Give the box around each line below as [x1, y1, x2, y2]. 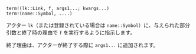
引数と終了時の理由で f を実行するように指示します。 [6, 29, 136, 36]
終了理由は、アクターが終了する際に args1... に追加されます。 [6, 42, 159, 48]
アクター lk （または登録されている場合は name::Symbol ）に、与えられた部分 [6, 22, 191, 29]
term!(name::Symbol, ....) [6, 11, 73, 16]
